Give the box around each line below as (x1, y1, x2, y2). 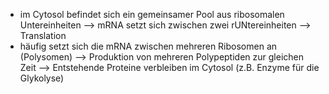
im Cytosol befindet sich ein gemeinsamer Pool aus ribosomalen (19, 9, 285, 20)
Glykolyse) (19, 72, 65, 84)
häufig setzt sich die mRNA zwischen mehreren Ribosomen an (19, 40, 278, 52)
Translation (19, 30, 67, 41)
